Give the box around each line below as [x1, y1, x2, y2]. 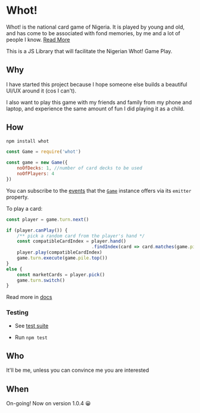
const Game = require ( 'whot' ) [6, 149, 82, 155]
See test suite [14, 322, 49, 329]
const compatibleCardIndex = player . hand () [17, 238, 127, 245]
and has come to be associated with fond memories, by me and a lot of [6, 29, 180, 36]
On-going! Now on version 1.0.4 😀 [6, 400, 91, 407]
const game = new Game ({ [6, 159, 68, 166]
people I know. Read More [6, 36, 70, 43]
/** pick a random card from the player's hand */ [17, 233, 145, 239]
